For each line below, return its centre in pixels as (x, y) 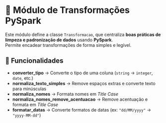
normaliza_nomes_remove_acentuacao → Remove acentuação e (80, 99)
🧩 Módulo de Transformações (68, 10)
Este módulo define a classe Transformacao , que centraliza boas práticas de (83, 34)
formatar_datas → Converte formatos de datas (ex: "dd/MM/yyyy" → (82, 110)
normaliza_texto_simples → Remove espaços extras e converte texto (84, 83)
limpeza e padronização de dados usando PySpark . (59, 40)
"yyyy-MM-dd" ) (27, 115)
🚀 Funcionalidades (34, 61)
